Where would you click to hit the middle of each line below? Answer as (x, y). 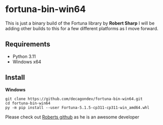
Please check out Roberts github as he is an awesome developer (72, 117)
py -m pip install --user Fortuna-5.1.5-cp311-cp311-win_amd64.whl (77, 107)
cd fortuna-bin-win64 (28, 103)
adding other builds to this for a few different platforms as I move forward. (82, 28)
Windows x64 (27, 62)
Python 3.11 (24, 56)
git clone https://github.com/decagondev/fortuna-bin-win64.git (74, 99)
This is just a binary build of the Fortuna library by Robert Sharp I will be (80, 23)
